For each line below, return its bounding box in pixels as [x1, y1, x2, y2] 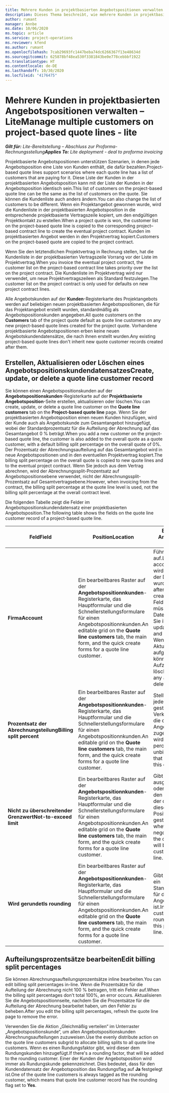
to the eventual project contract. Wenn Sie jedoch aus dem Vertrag [5, 462, 143, 468]
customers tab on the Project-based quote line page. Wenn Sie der [5, 409, 147, 415]
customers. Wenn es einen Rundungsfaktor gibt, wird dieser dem [5, 1045, 140, 1051]
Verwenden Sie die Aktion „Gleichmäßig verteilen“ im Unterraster [5, 1023, 140, 1030]
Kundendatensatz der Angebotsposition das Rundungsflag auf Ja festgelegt [5, 1066, 163, 1072]
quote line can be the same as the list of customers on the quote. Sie [5, 190, 148, 196]
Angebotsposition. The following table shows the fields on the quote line [5, 510, 154, 516]
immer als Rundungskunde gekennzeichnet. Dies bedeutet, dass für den [5, 1061, 155, 1067]
